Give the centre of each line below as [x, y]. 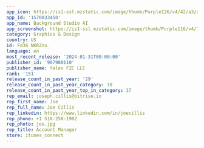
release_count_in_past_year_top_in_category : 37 [69, 91]
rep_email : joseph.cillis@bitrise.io [54, 96]
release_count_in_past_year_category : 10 [59, 85]
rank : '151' [21, 74]
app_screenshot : [27, 29]
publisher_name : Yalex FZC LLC [46, 68]
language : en [23, 51]
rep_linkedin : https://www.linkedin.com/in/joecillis [76, 113]
